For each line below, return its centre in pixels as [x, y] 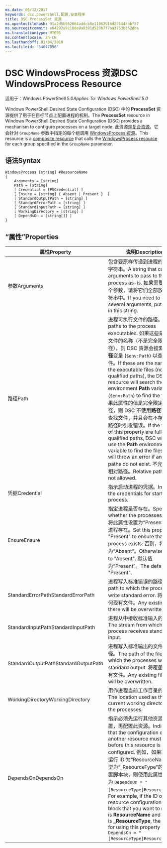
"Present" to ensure [131, 537]
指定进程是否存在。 [130, 509]
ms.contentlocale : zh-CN [31, 38]
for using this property [134, 827]
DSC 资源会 [140, 348]
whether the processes [135, 515]
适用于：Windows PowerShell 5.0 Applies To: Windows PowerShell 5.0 [77, 98]
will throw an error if [131, 457]
